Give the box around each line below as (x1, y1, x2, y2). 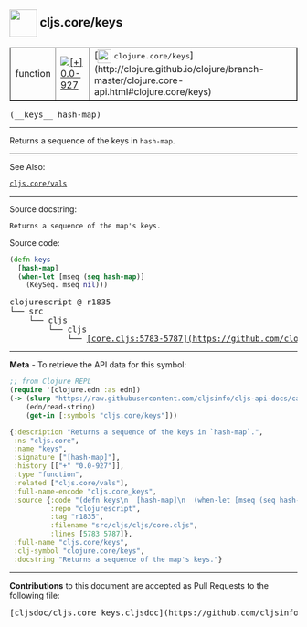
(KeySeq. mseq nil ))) (26, 281, 108, 290)
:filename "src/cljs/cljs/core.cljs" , (49, 521, 198, 530)
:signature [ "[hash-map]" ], (13, 453, 121, 462)
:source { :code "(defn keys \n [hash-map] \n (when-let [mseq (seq (13, 495, 276, 505)
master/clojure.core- (94, 74, 185, 87)
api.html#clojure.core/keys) (94, 85, 212, 98)
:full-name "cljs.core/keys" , (13, 538, 129, 547)
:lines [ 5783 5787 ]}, (49, 529, 132, 539)
